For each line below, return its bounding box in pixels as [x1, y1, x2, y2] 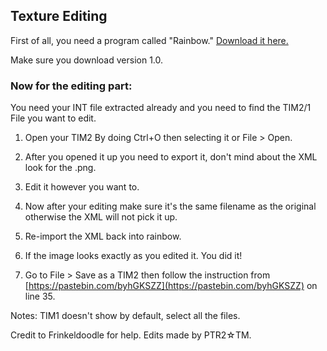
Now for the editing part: [10, 79, 133, 93]
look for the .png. [24, 162, 97, 174]
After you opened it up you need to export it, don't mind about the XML [24, 151, 318, 163]
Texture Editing [10, 8, 108, 25]
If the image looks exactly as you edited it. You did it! [24, 250, 243, 262]
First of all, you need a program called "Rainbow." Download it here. [10, 34, 289, 46]
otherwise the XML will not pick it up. [24, 211, 178, 223]
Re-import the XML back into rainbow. [24, 230, 182, 243]
